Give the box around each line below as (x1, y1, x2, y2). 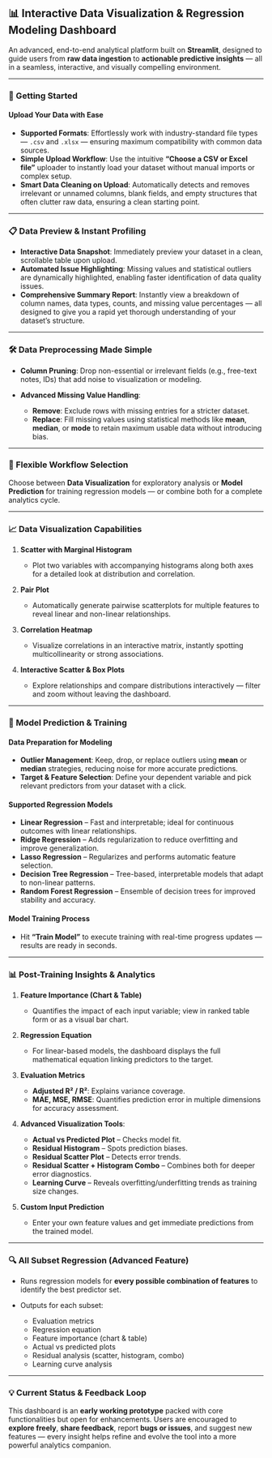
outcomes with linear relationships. (19, 826, 138, 836)
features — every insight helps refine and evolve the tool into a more (8, 1431, 237, 1441)
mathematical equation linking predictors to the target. (32, 1054, 214, 1064)
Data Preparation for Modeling (8, 737, 113, 747)
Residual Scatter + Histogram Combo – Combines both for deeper (32, 1160, 256, 1170)
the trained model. (32, 1226, 94, 1236)
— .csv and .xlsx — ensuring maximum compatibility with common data (19, 136, 262, 146)
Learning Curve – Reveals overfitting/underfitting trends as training (32, 1177, 257, 1187)
